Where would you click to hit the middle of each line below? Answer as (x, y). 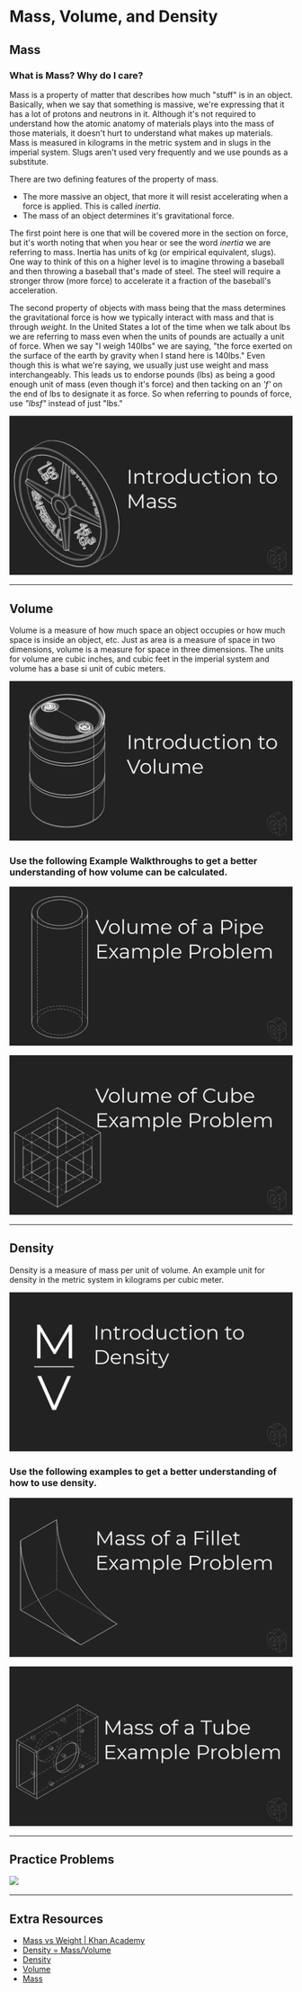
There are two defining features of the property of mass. (114, 179)
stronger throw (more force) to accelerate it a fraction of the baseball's (140, 280)
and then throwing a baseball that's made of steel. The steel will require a (145, 271)
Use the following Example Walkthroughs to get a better (133, 860)
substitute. (29, 161)
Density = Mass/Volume (67, 1950)
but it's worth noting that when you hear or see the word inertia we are (140, 242)
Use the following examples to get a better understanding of (143, 1472)
